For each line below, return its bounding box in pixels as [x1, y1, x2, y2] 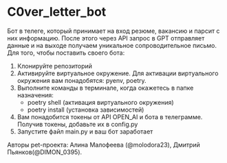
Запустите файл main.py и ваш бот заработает [17, 127, 153, 136]
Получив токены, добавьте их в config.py [17, 120, 138, 128]
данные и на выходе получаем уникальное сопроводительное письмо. [7, 41, 217, 49]
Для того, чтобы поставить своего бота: [7, 49, 125, 57]
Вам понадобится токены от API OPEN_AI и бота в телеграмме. [17, 112, 203, 121]
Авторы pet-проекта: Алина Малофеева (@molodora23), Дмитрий [7, 140, 201, 149]
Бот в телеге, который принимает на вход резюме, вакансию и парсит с [7, 27, 220, 35]
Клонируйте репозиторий [17, 62, 93, 70]
